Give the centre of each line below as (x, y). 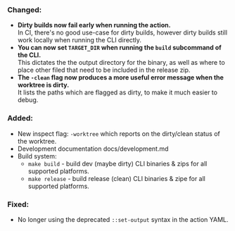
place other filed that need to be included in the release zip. (104, 70)
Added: (20, 118)
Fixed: (18, 204)
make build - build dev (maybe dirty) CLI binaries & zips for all (118, 163)
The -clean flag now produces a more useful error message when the (120, 77)
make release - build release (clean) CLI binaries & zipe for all (116, 178)
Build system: (37, 156)
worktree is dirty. (43, 85)
